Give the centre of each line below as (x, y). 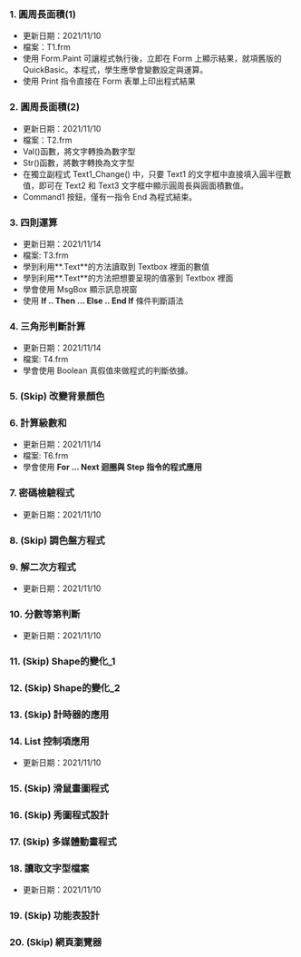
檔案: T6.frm (45, 456)
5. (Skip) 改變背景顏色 (57, 397)
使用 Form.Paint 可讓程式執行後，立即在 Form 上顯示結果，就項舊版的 (152, 59)
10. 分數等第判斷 (45, 614)
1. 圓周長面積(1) (43, 14)
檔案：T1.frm (46, 47)
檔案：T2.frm (47, 140)
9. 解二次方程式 (43, 567)
